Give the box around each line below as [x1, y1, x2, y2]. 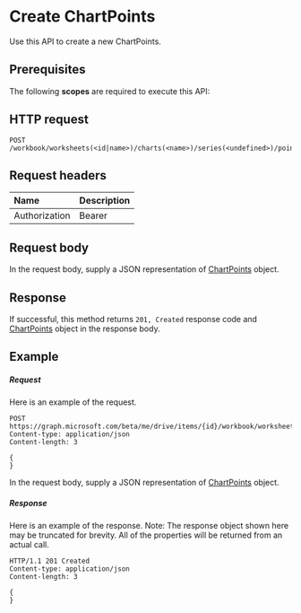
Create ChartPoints [9, 6, 156, 27]
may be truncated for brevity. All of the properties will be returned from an [9, 530, 283, 540]
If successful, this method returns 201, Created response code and [9, 314, 258, 324]
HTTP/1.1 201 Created [9, 556, 90, 566]
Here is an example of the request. [9, 397, 137, 407]
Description [79, 195, 131, 207]
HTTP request [9, 112, 90, 127]
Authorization [13, 209, 71, 222]
